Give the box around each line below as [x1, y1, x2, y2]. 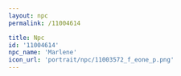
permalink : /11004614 [8, 19, 81, 27]
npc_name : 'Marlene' [8, 49, 78, 57]
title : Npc [8, 34, 45, 42]
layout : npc [8, 11, 48, 20]
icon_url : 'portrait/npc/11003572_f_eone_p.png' [8, 56, 175, 64]
